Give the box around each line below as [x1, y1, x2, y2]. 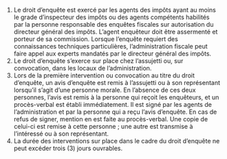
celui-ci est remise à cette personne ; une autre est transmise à [13, 123, 193, 130]
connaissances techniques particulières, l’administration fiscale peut [13, 42, 208, 50]
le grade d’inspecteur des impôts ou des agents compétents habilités [13, 13, 210, 21]
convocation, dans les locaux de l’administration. [13, 64, 152, 72]
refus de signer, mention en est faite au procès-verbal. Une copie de [13, 115, 208, 123]
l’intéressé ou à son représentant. [13, 130, 109, 138]
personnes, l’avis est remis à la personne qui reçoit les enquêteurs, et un [13, 93, 219, 101]
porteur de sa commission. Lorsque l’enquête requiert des [13, 35, 179, 43]
